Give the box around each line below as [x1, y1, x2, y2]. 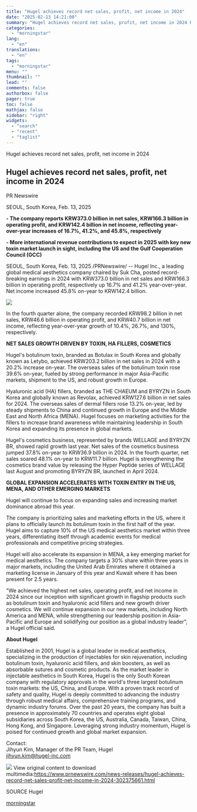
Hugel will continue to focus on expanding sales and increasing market [6, 497, 177, 504]
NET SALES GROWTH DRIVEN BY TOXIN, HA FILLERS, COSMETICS [6, 340, 171, 347]
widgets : [6, 118, 28, 124]
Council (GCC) [6, 251, 42, 258]
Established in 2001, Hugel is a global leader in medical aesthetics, [6, 647, 167, 654]
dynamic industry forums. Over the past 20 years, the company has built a [6, 703, 186, 710]
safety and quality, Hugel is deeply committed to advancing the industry [6, 690, 180, 698]
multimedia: [6, 770, 35, 777]
